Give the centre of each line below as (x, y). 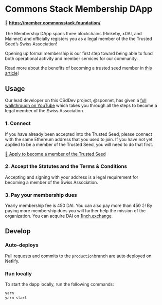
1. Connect (18, 123)
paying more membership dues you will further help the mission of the (75, 211)
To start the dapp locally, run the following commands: (60, 285)
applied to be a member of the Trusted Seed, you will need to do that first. (79, 144)
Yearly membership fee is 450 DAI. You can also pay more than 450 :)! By (79, 205)
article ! (12, 73)
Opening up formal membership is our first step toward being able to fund (79, 53)
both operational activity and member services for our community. (71, 59)
